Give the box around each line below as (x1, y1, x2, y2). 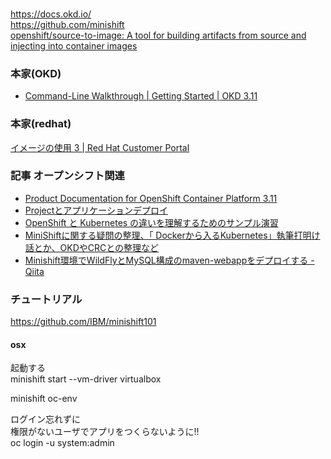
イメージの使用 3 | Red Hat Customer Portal (10, 141, 190, 153)
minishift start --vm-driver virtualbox (10, 373, 162, 385)
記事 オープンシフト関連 (10, 169, 125, 183)
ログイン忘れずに (10, 413, 81, 425)
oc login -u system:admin (10, 437, 115, 449)
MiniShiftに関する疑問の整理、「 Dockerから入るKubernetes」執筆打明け (24, 229, 321, 241)
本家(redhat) (10, 117, 72, 131)
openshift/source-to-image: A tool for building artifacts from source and (10, 29, 307, 41)
